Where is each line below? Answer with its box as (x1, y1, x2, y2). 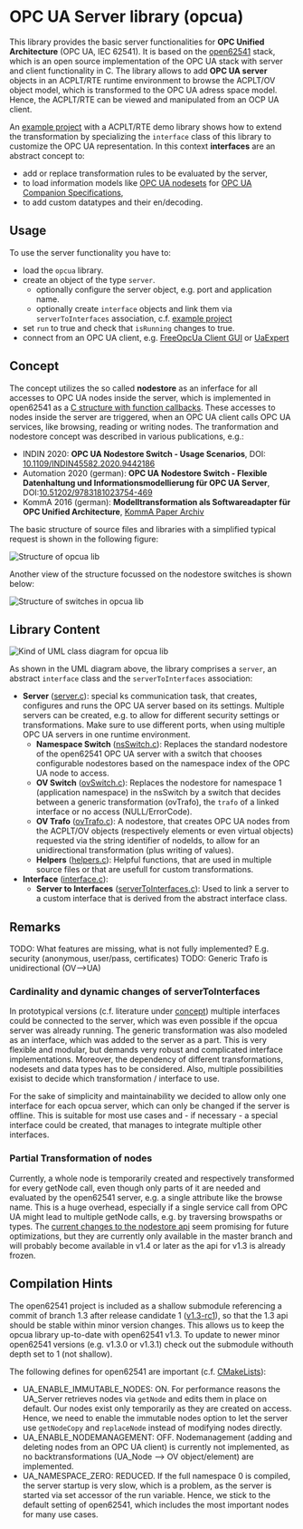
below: (9, 578, 34, 589)
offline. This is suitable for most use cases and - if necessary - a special (9, 1110, 279, 1121)
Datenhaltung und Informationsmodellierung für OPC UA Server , (22, 477, 270, 488)
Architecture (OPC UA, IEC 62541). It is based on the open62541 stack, (9, 45, 276, 56)
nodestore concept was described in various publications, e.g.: (9, 431, 244, 442)
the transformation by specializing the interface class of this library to (9, 131, 271, 141)
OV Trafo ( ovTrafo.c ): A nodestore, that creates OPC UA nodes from (35, 816, 290, 827)
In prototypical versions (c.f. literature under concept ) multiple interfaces (9, 1006, 280, 1017)
